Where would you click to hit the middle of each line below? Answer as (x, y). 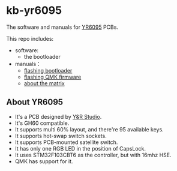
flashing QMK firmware (52, 77)
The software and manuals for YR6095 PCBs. (62, 27)
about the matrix (44, 83)
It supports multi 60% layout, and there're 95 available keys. (89, 129)
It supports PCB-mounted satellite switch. (66, 142)
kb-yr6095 (34, 10)
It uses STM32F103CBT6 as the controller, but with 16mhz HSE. (93, 155)
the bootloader (42, 56)
